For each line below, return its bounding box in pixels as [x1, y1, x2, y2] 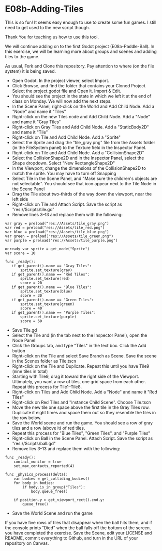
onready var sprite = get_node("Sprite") [5, 246, 90, 251]
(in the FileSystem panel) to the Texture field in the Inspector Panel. [12, 145, 147, 150]
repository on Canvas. [5, 540, 49, 546]
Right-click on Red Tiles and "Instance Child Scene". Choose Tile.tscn [12, 399, 151, 405]
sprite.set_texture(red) [20, 276, 70, 281]
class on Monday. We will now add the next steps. [12, 98, 112, 104]
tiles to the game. [5, 53, 40, 59]
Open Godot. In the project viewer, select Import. [12, 78, 110, 83]
